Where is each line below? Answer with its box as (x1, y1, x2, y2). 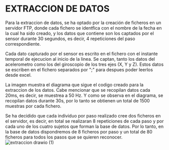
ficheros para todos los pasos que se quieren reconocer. (5, 134, 123, 140)
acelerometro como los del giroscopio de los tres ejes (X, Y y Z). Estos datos (5, 61, 164, 67)
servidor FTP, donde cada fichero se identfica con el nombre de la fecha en (5, 25, 162, 31)
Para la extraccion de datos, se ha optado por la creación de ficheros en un (5, 20, 161, 26)
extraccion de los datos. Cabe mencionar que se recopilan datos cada (5, 87, 150, 93)
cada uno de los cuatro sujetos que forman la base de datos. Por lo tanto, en (5, 123, 164, 129)
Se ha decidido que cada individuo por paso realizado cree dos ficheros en (5, 112, 161, 118)
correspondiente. (5, 41, 41, 47)
